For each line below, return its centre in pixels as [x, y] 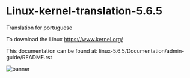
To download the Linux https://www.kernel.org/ [65, 39]
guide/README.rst [29, 57]
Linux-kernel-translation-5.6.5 [84, 11]
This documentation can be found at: [52, 51]
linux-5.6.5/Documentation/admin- [142, 51]
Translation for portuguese [39, 28]
